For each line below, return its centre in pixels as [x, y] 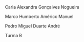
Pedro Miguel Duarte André [32, 26]
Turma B [13, 35]
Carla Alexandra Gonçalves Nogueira [42, 7]
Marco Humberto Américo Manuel [39, 16]
